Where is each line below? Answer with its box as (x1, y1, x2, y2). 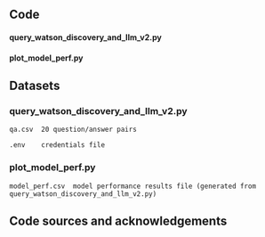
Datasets (9, 78, 60, 93)
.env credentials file (9, 141, 105, 150)
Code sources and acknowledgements (9, 213, 228, 228)
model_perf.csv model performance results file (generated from (9, 182, 256, 191)
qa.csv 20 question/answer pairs (9, 125, 138, 135)
